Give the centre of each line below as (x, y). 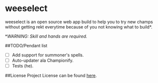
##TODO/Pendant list (26, 45)
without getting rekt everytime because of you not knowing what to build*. (79, 27)
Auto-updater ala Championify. (43, 60)
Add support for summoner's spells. (48, 55)
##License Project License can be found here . (51, 76)
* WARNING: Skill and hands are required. (46, 36)
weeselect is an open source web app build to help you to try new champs (79, 22)
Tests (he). (23, 66)
